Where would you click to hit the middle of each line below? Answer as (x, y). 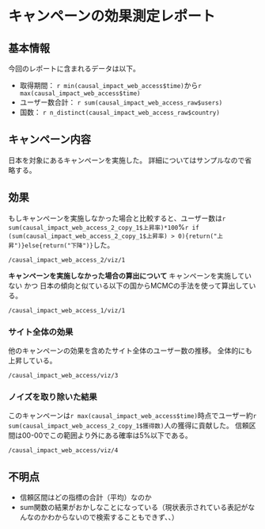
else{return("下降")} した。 (70, 245)
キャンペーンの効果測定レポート (112, 16)
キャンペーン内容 (49, 140)
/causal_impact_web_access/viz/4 (63, 450)
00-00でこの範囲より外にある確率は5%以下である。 (107, 435)
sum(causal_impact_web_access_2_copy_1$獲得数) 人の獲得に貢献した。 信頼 (129, 426)
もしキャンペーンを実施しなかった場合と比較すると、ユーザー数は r (117, 218)
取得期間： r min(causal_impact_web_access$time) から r (110, 85)
